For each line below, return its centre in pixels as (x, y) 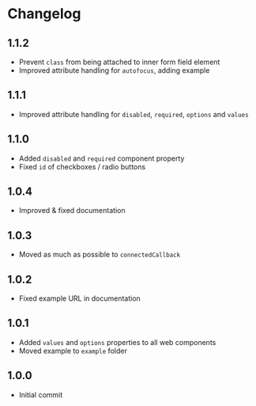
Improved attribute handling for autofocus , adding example (114, 70)
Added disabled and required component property (102, 158)
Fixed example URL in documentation (80, 298)
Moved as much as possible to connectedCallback (100, 255)
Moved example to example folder (73, 351)
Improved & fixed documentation (72, 211)
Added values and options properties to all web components (117, 342)
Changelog (44, 14)
